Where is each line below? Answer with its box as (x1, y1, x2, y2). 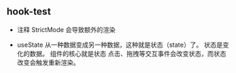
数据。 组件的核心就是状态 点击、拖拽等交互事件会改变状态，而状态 (29, 49, 227, 57)
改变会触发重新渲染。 (16, 58, 80, 67)
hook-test (6, 6, 51, 18)
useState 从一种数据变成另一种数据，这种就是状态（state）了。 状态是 (16, 40, 223, 49)
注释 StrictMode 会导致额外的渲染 (16, 25, 116, 34)
